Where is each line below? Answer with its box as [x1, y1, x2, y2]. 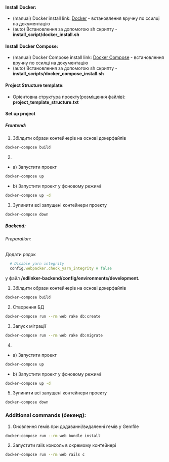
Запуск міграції [12, 323, 47, 329]
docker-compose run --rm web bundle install [5, 433, 101, 438]
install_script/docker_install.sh [12, 32, 79, 38]
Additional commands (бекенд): [5, 412, 87, 419]
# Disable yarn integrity [10, 261, 65, 266]
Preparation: [5, 235, 31, 241]
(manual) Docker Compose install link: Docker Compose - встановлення [12, 54, 164, 60]
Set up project [5, 111, 36, 117]
